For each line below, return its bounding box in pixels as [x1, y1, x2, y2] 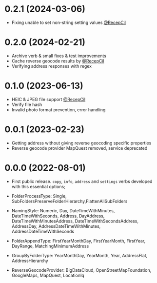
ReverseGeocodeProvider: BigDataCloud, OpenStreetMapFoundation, [11, 267, 152, 273]
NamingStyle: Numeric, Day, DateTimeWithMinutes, [11, 207, 115, 213]
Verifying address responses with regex [11, 63, 92, 69]
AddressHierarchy [11, 258, 48, 263]
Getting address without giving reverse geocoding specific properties [11, 140, 152, 146]
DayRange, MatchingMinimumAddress [11, 243, 89, 249]
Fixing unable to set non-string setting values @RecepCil [11, 20, 126, 25]
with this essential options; [11, 183, 65, 189]
